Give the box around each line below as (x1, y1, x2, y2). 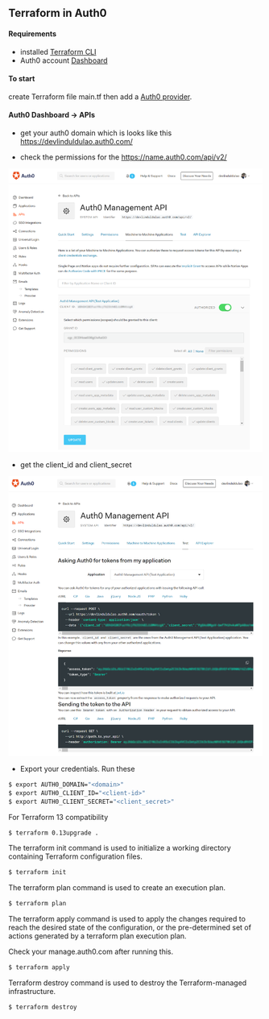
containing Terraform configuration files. (8, 851, 143, 861)
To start (8, 74, 35, 84)
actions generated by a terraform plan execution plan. (8, 931, 187, 941)
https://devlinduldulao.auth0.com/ (19, 137, 133, 146)
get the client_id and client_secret (19, 459, 132, 470)
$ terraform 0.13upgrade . (8, 829, 99, 837)
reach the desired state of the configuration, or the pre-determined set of (8, 922, 252, 933)
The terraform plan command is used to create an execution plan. (8, 883, 226, 893)
